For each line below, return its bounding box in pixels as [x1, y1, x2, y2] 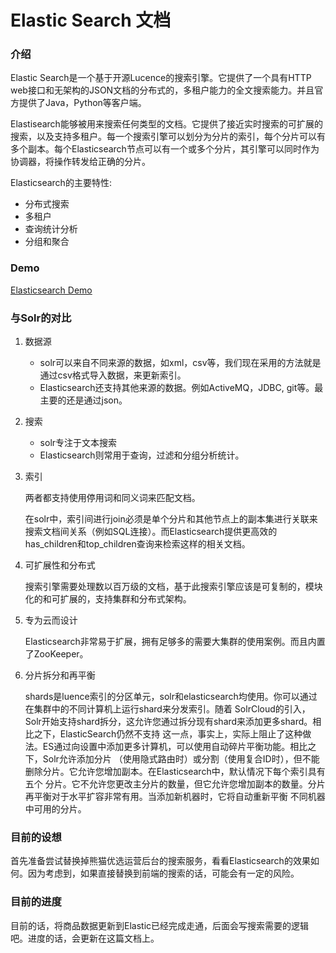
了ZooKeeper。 [24, 648, 89, 660]
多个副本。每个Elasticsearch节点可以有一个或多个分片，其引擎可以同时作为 [10, 143, 320, 155]
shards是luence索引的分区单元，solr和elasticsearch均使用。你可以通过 [24, 691, 318, 703]
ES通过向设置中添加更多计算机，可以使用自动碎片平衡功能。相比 [42, 741, 308, 753]
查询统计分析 [24, 223, 78, 235]
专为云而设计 [24, 614, 78, 626]
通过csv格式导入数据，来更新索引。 [39, 369, 187, 381]
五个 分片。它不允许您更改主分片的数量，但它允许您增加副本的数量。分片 [24, 778, 326, 790]
